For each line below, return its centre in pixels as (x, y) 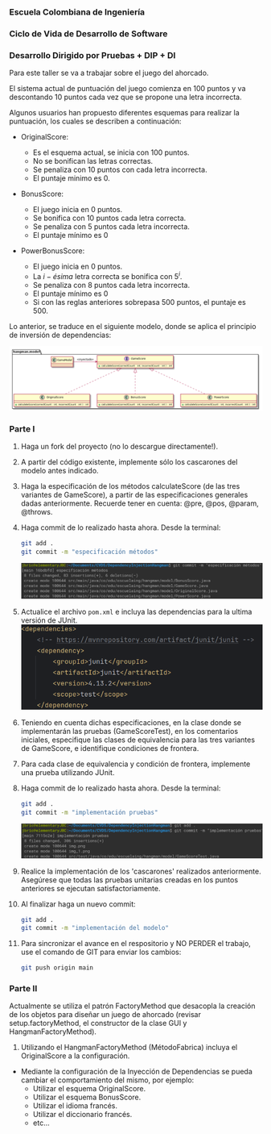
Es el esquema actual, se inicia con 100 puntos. (111, 152)
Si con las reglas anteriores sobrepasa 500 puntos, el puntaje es (139, 302)
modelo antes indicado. (60, 471)
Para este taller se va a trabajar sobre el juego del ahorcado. (109, 73)
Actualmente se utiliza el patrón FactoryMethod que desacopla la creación (132, 1006)
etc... (41, 1123)
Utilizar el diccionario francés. (82, 1115)
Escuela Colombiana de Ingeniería (77, 12)
